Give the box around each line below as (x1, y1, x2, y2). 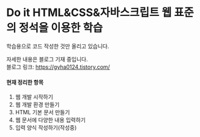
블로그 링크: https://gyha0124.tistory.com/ (6, 63, 110, 71)
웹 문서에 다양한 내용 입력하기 (15, 116, 86, 123)
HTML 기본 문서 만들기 (15, 109, 70, 116)
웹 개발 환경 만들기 (15, 101, 60, 108)
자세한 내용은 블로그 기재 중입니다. (6, 55, 88, 63)
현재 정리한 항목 (6, 78, 44, 86)
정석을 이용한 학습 (18, 21, 103, 35)
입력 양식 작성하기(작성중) (15, 124, 77, 131)
